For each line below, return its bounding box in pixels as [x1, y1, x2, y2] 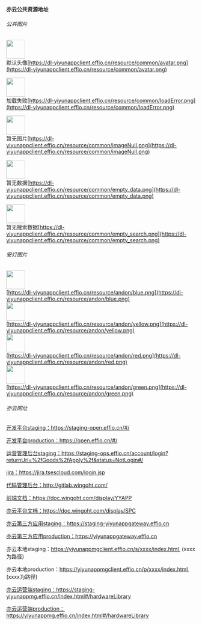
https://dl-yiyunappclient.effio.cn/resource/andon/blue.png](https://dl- [8, 289, 183, 296]
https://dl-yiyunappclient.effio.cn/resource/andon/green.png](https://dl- [8, 383, 188, 391]
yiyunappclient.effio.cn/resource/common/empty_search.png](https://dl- [6, 230, 187, 237]
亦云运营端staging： [6, 586, 57, 593]
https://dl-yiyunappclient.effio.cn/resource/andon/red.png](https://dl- [8, 352, 181, 359]
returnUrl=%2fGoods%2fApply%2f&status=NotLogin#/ [6, 457, 144, 464]
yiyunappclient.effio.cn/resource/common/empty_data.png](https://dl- [6, 186, 181, 193]
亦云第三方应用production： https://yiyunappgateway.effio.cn [6, 532, 158, 540]
